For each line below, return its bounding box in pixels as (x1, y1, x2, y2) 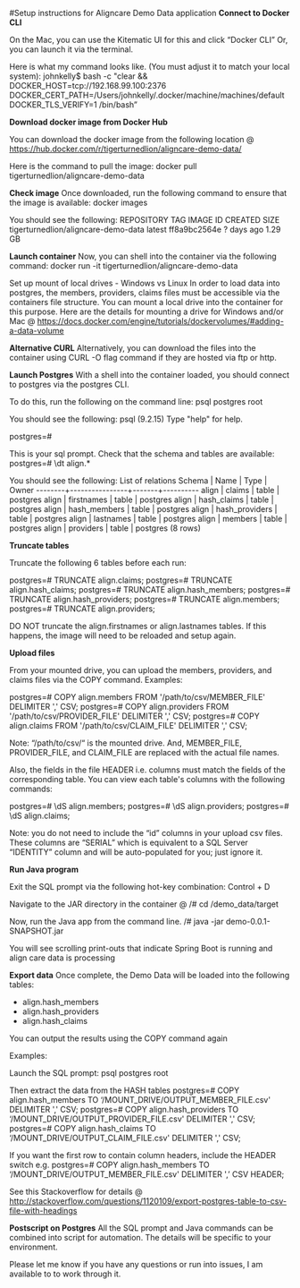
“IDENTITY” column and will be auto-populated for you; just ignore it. (9, 847, 263, 857)
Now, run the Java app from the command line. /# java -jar (9, 917, 224, 926)
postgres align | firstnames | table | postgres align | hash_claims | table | (9, 494, 274, 505)
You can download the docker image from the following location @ (9, 134, 254, 144)
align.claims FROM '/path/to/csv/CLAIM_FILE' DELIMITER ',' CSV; (9, 721, 248, 730)
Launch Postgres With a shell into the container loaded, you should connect (9, 370, 290, 380)
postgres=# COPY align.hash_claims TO (9, 1123, 156, 1133)
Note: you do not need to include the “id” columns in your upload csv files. (9, 828, 283, 838)
